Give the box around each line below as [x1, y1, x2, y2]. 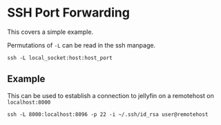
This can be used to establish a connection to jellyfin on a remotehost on [7, 91, 214, 99]
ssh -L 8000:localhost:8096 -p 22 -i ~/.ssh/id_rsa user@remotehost [7, 110, 209, 118]
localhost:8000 [7, 99, 51, 106]
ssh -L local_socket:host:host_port [7, 54, 113, 61]
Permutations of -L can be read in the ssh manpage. [7, 41, 156, 49]
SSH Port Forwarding [7, 5, 130, 21]
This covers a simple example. [7, 28, 94, 36]
